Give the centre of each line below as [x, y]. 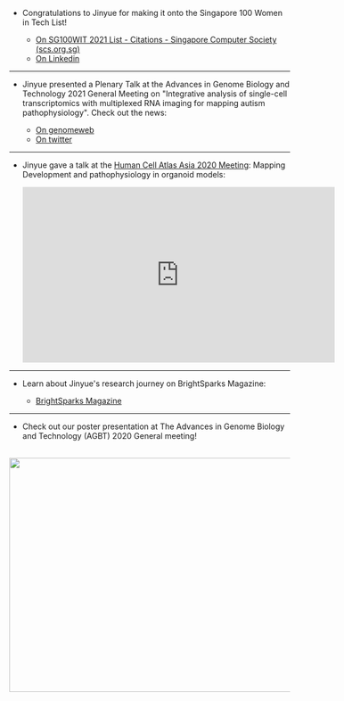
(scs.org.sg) [57, 49]
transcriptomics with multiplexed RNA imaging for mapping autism [143, 103]
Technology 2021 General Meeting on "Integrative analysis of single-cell [155, 94]
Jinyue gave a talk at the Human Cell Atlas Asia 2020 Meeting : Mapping [154, 165]
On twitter [54, 139]
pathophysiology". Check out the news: [94, 112]
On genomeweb [65, 130]
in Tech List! [45, 22]
